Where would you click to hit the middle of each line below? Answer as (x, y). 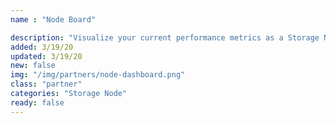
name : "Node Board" (53, 19)
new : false (33, 66)
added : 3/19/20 (42, 47)
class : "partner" (46, 84)
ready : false (37, 102)
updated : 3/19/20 (46, 56)
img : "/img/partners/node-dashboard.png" (98, 75)
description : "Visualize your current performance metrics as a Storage (165, 37)
